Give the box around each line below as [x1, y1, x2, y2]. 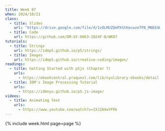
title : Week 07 [5, 7, 36, 12]
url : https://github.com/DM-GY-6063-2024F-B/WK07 [14, 35, 118, 40]
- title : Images [9, 52, 43, 58]
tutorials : [5, 39, 27, 44]
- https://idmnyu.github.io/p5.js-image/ [18, 89, 105, 94]
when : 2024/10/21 [5, 12, 41, 17]
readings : [5, 62, 26, 66]
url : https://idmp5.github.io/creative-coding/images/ [14, 57, 129, 62]
